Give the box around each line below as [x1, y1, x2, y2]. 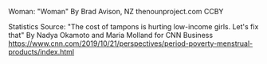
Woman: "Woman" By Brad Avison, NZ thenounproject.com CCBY [8, 7, 224, 16]
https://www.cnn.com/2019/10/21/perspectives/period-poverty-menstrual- [8, 39, 253, 48]
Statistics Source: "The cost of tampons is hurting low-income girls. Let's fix [8, 22, 259, 31]
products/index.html [8, 47, 75, 56]
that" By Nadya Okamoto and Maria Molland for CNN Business [8, 31, 214, 40]
